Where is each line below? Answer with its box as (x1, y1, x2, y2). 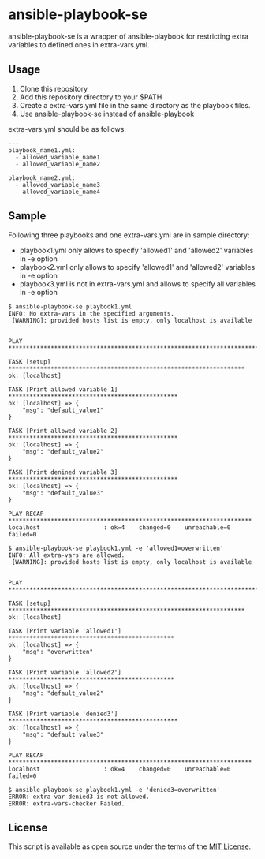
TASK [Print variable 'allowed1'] (8, 627, 122, 635)
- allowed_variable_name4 (15, 188, 101, 196)
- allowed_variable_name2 (15, 160, 101, 168)
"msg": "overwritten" (22, 648, 93, 655)
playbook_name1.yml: (8, 146, 77, 155)
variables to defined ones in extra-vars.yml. (8, 39, 150, 49)
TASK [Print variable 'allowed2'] (8, 668, 122, 676)
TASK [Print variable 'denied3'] (8, 710, 118, 718)
